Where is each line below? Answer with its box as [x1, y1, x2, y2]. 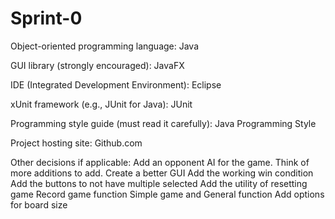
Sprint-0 [10, 7, 83, 30]
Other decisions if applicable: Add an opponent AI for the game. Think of [10, 156, 310, 168]
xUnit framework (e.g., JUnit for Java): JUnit [10, 98, 193, 110]
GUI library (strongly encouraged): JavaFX [10, 59, 185, 71]
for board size [10, 198, 68, 211]
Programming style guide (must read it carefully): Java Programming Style [10, 117, 317, 129]
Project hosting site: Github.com [10, 137, 143, 149]
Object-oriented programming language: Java [10, 40, 200, 52]
